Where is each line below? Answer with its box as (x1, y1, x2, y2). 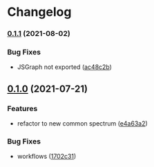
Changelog (7, 4, 72, 20)
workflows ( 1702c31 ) (17, 153, 77, 161)
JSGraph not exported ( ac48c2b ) (17, 63, 113, 71)
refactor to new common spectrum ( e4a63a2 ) (17, 119, 148, 128)
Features (7, 104, 38, 113)
